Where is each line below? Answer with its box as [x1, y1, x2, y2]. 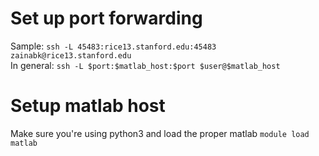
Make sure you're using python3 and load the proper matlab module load [10, 127, 310, 139]
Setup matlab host [10, 95, 166, 117]
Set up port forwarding [10, 7, 203, 30]
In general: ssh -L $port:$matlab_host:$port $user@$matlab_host [10, 59, 281, 71]
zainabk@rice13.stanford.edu [10, 50, 132, 61]
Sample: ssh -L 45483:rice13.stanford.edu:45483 [10, 40, 217, 52]
